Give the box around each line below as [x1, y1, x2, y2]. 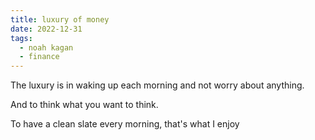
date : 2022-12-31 [10, 24, 83, 34]
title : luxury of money [10, 14, 110, 25]
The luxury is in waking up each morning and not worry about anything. [10, 79, 305, 91]
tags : [10, 33, 33, 43]
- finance [19, 52, 60, 62]
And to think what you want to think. [10, 99, 159, 111]
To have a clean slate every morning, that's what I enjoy [10, 118, 240, 130]
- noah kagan [19, 42, 74, 53]
